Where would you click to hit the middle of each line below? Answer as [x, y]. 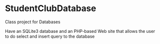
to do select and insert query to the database [50, 36]
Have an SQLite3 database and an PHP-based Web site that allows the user [80, 31]
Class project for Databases [33, 22]
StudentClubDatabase [51, 8]
